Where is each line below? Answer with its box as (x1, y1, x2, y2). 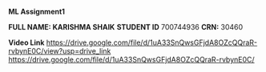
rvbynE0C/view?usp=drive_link (8, 46, 111, 55)
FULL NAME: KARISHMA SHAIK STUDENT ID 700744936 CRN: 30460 (8, 22, 244, 31)
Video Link (8, 38, 45, 47)
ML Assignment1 (8, 7, 66, 16)
